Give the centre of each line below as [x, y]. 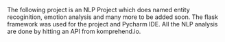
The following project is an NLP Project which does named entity [98, 10]
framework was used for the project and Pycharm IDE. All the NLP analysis [113, 24]
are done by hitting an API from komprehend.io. [74, 31]
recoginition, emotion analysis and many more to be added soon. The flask [113, 17]
